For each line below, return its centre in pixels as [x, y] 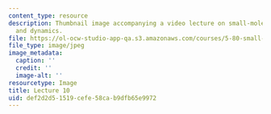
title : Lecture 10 [39, 90]
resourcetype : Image [43, 83]
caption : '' [36, 61]
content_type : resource [48, 16]
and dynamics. [39, 31]
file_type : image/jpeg [46, 46]
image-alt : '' [39, 75]
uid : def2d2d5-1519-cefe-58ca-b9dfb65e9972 [83, 98]
